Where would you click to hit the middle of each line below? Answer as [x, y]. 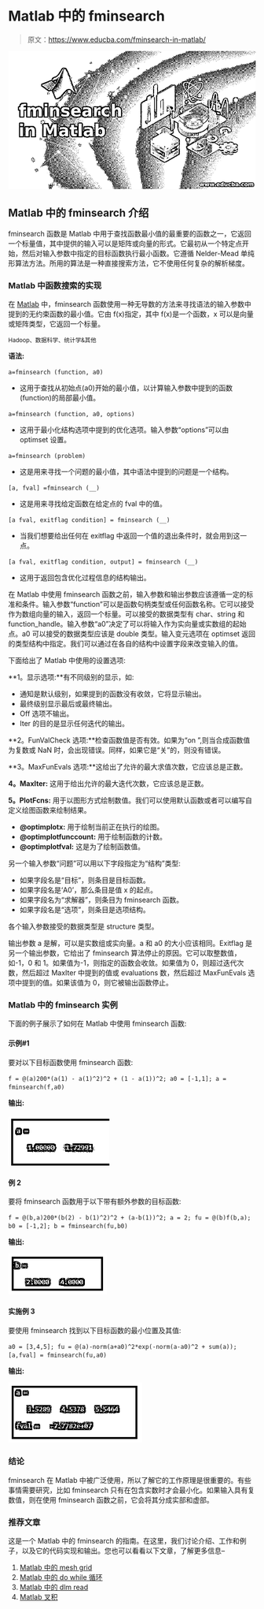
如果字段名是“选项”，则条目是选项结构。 [85, 910]
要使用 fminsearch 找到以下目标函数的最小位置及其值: [95, 1330]
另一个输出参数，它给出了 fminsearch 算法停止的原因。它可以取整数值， [125, 953]
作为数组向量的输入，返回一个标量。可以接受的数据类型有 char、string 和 [126, 614]
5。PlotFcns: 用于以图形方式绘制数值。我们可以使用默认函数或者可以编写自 [130, 800]
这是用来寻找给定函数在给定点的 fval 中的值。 [93, 504]
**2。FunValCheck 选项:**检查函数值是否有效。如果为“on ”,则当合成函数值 [129, 740]
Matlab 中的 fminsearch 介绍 [79, 213]
